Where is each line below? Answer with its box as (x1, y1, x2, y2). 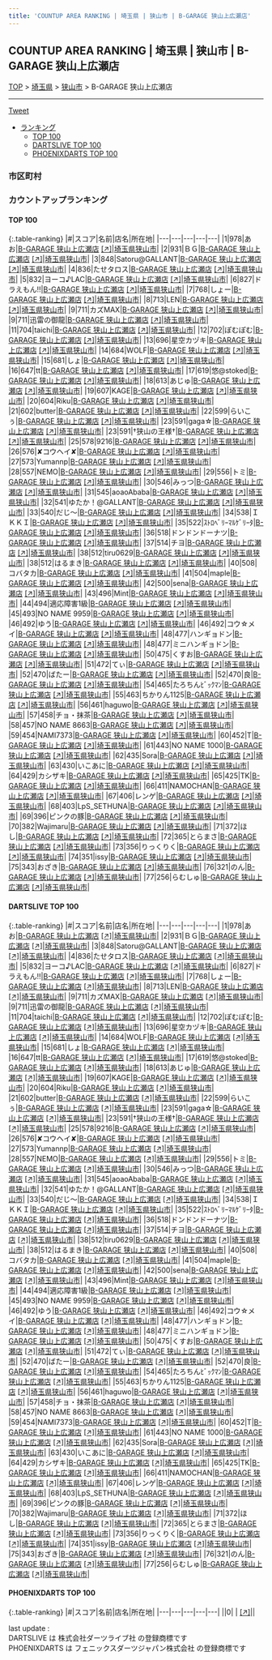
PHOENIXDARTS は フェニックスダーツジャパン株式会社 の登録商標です (8, 1643, 247, 1653)
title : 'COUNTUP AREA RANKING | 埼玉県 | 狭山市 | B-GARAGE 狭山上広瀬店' (8, 11, 252, 20)
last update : (8, 1623, 50, 1633)
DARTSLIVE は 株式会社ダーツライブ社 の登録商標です (8, 1632, 188, 1642)
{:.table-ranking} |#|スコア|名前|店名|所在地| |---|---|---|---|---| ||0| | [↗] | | (8, 1607, 256, 1617)
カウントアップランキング (8, 195, 108, 206)
